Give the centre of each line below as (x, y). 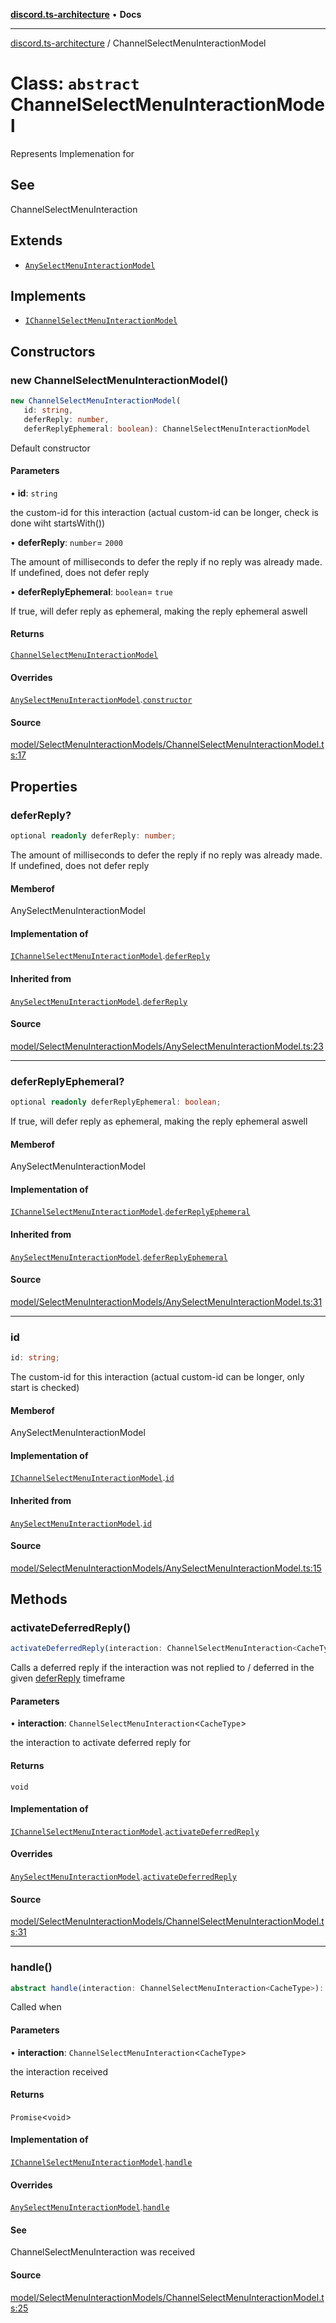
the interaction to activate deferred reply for (101, 1743)
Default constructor (50, 448)
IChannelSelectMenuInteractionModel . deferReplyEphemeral (130, 1211)
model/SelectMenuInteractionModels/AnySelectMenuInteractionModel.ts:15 (166, 1568)
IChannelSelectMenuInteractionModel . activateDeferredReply (135, 1831)
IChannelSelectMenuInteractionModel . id (92, 1478)
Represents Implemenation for (72, 153)
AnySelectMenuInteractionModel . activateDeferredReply (123, 1876)
